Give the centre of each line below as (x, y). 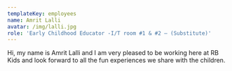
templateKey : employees (42, 14)
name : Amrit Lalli (34, 20)
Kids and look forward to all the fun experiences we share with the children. (116, 61)
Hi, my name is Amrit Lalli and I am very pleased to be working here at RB (113, 53)
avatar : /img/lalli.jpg (42, 26)
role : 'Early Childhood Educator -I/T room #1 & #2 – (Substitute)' (109, 33)
